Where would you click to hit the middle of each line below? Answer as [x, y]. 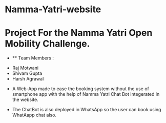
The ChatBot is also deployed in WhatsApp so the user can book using [87, 110]
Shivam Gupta [27, 73]
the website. [25, 100]
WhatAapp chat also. [34, 115]
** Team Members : [33, 58]
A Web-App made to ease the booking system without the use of [80, 89]
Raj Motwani [25, 68]
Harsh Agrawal [28, 79]
